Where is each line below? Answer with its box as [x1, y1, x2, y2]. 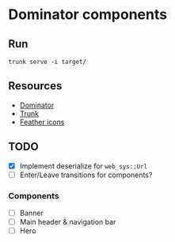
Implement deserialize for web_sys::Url [19, 161, 148, 171]
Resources [8, 79, 63, 93]
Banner [19, 208, 44, 218]
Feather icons [19, 117, 65, 127]
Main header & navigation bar [19, 217, 116, 227]
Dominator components [8, 6, 168, 24]
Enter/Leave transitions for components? [19, 170, 153, 180]
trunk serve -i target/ [8, 58, 87, 66]
